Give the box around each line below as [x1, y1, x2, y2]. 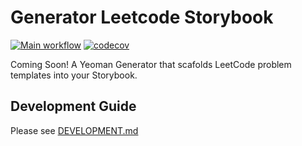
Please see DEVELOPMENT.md [10, 124, 139, 136]
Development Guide [10, 98, 137, 115]
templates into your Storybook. [10, 69, 138, 81]
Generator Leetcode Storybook [10, 6, 274, 29]
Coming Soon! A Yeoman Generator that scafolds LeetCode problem [10, 58, 292, 70]
